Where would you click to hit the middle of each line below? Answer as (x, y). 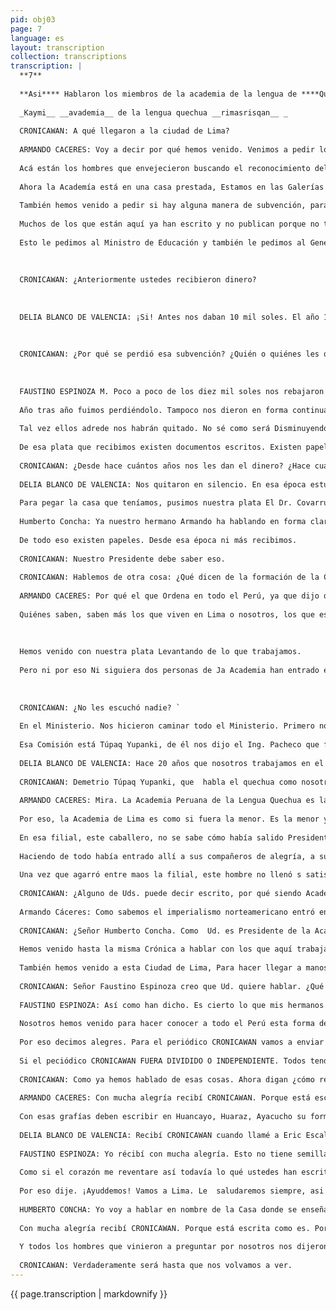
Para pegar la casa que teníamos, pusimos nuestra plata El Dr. (156, 503)
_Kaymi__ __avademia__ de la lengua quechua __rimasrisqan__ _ (153, 112)
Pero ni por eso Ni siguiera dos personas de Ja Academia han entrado (169, 671)
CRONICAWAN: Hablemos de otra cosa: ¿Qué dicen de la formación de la (169, 577)
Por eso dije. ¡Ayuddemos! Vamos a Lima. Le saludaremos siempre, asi (172, 1191)
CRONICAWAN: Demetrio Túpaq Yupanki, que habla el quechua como (158, 782)
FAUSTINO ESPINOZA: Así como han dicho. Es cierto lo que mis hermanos (172, 1005)
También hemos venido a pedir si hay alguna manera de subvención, (163, 206)
